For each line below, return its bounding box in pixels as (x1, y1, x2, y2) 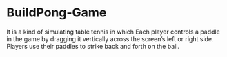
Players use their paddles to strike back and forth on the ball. (6, 42, 180, 50)
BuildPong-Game (6, 5, 107, 21)
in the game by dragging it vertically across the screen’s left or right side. (6, 34, 215, 43)
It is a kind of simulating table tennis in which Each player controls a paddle (6, 27, 220, 36)
